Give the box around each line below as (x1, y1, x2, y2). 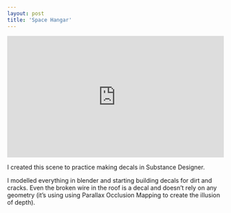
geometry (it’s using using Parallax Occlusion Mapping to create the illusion (7, 191, 221, 199)
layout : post (7, 10, 45, 17)
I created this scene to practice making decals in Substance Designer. (7, 163, 205, 171)
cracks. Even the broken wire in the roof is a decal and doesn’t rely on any (7, 183, 217, 192)
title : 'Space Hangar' (7, 16, 72, 23)
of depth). (7, 199, 36, 206)
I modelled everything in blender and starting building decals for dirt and (7, 177, 212, 184)
